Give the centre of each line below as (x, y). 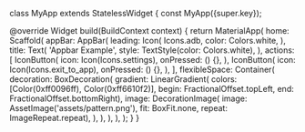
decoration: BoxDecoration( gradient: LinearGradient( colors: (123, 79)
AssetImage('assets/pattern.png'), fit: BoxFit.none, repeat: (118, 108)
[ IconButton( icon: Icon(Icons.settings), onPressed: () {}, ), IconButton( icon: (152, 60)
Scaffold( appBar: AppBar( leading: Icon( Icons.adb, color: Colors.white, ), (148, 41)
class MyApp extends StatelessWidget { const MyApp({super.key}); (136, 13)
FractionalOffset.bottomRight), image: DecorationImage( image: (128, 98)
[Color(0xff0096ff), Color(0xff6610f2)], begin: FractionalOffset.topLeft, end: (152, 89)
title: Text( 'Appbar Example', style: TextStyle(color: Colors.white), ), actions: (152, 50)
